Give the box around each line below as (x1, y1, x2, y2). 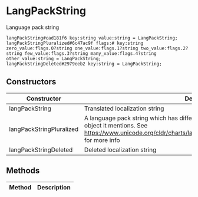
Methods (6, 166, 40, 176)
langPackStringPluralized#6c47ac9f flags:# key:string (6, 40, 144, 46)
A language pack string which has (84, 114, 179, 122)
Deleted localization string (84, 146, 157, 154)
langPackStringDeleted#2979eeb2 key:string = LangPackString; (6, 61, 162, 67)
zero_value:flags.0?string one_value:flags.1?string (6, 45, 138, 51)
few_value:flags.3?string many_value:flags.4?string (24, 50, 157, 57)
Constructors (6, 77, 57, 87)
